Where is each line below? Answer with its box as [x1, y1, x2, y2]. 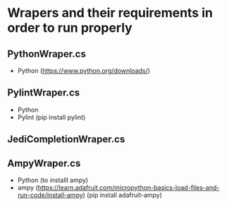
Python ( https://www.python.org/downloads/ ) [17, 67, 150, 75]
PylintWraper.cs [7, 86, 80, 99]
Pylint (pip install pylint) [17, 112, 86, 121]
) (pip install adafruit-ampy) [82, 191, 162, 200]
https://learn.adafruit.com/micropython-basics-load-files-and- [37, 184, 220, 192]
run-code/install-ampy [17, 191, 83, 200]
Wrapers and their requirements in [7, 5, 213, 21]
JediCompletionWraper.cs [7, 134, 125, 146]
